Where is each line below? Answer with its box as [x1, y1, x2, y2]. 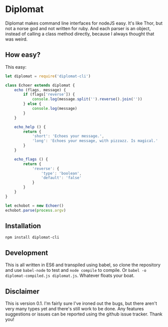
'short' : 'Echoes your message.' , [32, 134, 104, 139]
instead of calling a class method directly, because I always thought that [5, 31, 154, 37]
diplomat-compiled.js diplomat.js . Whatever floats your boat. [5, 272, 135, 279]
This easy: [5, 64, 27, 70]
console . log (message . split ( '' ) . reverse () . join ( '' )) [32, 97, 142, 102]
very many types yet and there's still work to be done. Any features [5, 305, 144, 311]
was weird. [5, 36, 28, 42]
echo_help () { [14, 124, 46, 129]
